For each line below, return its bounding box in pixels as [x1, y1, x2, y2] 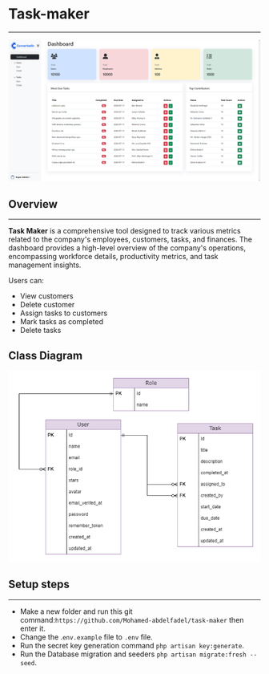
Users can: [8, 276, 44, 286]
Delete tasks [19, 326, 62, 335]
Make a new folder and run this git [19, 607, 134, 616]
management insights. [8, 260, 82, 270]
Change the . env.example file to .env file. [19, 631, 154, 642]
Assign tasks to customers [19, 308, 108, 318]
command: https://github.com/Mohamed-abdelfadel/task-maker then [19, 615, 244, 624]
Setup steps [8, 578, 70, 591]
